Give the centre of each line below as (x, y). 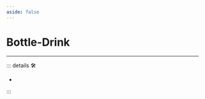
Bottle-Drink (38, 42)
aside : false (23, 12)
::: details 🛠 (21, 65)
